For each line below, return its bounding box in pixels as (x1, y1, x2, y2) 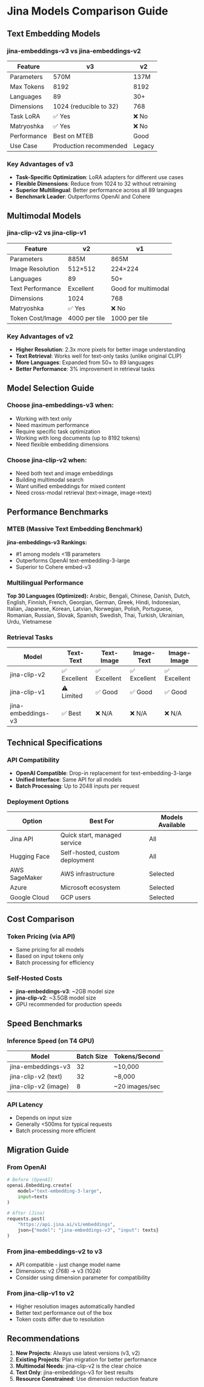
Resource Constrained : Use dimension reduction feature (15, 1375, 159, 1383)
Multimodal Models (7, 211, 81, 221)
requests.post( (7, 1216, 45, 1222)
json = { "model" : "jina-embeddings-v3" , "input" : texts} (18, 1227, 159, 1233)
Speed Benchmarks (7, 1018, 83, 1029)
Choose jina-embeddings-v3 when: (7, 401, 114, 409)
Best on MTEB (53, 132, 93, 140)
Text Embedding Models (7, 29, 100, 39)
